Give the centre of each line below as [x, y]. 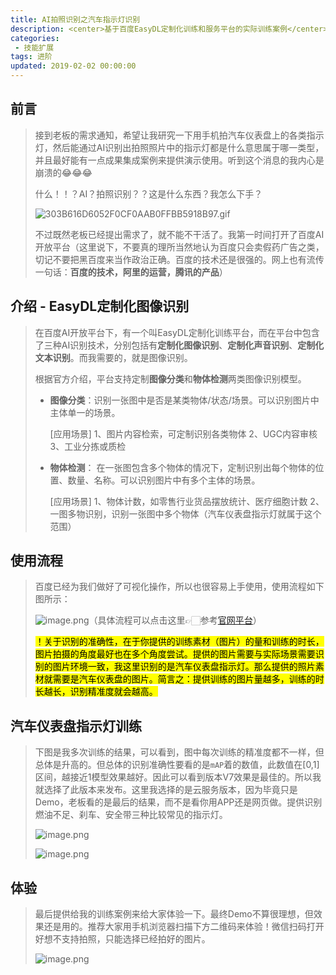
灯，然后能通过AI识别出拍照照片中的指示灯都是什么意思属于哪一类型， [179, 147]
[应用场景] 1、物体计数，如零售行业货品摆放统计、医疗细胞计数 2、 [187, 501]
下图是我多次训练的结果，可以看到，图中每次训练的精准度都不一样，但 [179, 752]
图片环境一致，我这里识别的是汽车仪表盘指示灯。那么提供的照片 [184, 667]
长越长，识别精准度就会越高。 [96, 692]
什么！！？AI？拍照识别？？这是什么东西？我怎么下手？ [148, 193]
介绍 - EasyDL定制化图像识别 [100, 306]
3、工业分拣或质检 [88, 446]
